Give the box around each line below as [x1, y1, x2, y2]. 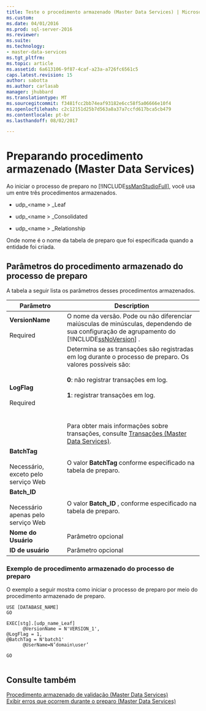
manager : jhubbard [6, 89, 53, 95]
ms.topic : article [6, 60, 53, 66]
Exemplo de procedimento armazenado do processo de [6, 564, 175, 573]
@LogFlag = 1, [6, 631, 43, 637]
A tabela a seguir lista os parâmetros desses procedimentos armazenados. [6, 287, 196, 294]
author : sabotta [6, 77, 48, 84]
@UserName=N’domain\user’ [22, 642, 89, 648]
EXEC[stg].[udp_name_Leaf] [6, 621, 75, 627]
